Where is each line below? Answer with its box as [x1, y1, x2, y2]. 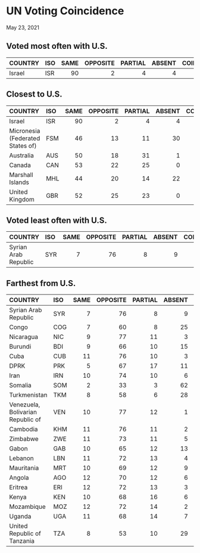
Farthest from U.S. [6, 278, 76, 288]
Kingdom [9, 195, 35, 203]
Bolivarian [9, 408, 37, 417]
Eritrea [9, 483, 28, 492]
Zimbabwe [9, 435, 39, 443]
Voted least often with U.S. [6, 215, 107, 225]
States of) [9, 141, 37, 150]
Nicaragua [9, 333, 39, 341]
